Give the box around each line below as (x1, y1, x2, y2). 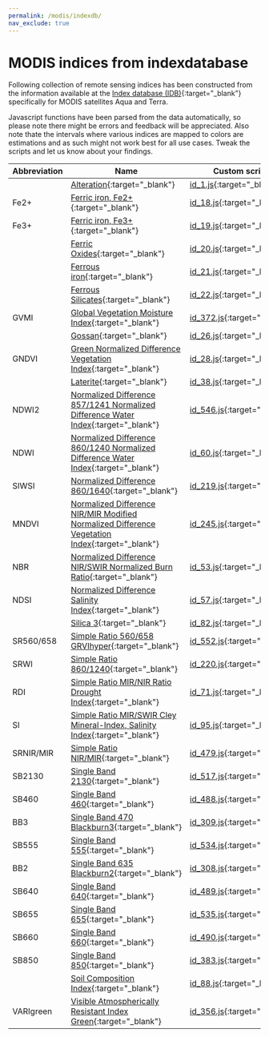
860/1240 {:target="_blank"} (70, 664, 179, 675)
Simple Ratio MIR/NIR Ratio (70, 677, 172, 688)
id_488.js (189, 794, 225, 805)
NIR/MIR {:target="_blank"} (70, 753, 170, 764)
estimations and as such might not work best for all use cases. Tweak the (8, 138, 251, 148)
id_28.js (189, 353, 219, 364)
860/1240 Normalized (70, 442, 156, 453)
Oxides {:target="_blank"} (70, 248, 166, 259)
